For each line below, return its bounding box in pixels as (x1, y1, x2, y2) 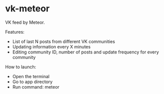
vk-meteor (5, 3, 50, 14)
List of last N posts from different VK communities (12, 38, 116, 45)
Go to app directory (12, 79, 53, 85)
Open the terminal (12, 73, 50, 79)
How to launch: (5, 64, 36, 70)
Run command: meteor (12, 84, 60, 90)
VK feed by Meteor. (5, 19, 45, 25)
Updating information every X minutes (12, 44, 91, 49)
